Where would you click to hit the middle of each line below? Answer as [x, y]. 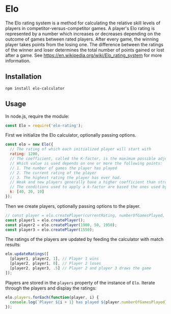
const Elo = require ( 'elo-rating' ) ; [44, 125]
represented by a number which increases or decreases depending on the [83, 34]
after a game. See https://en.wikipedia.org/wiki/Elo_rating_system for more [83, 55]
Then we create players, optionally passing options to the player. [73, 206]
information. [18, 60]
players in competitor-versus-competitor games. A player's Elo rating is [80, 28]
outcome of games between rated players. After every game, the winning [82, 39]
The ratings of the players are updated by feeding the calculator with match [84, 239]
